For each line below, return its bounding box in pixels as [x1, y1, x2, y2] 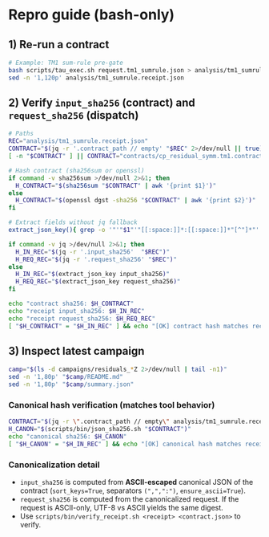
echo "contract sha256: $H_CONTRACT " [8, 299, 134, 308]
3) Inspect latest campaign [8, 344, 145, 358]
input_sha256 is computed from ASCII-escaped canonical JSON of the [19, 478, 254, 487]
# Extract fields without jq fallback [8, 218, 138, 226]
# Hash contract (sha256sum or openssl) [8, 166, 146, 174]
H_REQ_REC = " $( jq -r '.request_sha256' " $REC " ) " [15, 255, 178, 263]
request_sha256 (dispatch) [8, 108, 139, 122]
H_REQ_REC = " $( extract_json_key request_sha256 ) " [15, 278, 181, 286]
